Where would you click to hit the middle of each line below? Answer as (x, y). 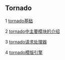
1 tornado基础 (19, 21)
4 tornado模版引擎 (24, 52)
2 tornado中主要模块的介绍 (32, 31)
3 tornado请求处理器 (26, 42)
